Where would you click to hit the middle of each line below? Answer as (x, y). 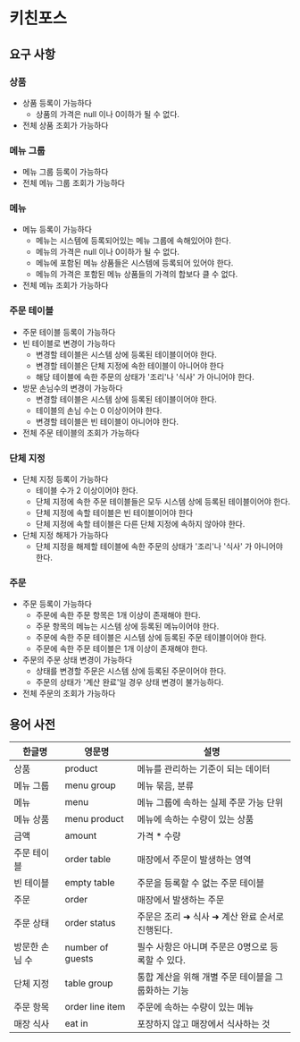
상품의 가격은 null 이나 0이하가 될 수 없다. (108, 114)
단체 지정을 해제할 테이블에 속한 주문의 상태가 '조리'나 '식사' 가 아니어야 (159, 546)
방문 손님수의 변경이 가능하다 (72, 388)
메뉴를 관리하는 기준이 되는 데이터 (204, 769)
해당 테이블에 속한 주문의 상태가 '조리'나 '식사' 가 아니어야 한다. (145, 377)
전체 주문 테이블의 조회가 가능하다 (81, 432)
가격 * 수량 (159, 836)
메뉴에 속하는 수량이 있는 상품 (196, 819)
